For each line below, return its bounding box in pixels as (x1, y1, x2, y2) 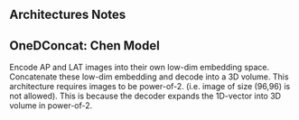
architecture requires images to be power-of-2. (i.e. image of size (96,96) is (9, 81, 291, 92)
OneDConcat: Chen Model (9, 38, 160, 53)
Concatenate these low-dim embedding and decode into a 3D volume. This (9, 71, 289, 82)
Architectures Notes (9, 7, 126, 23)
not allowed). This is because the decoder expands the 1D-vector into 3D (9, 90, 282, 102)
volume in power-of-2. (9, 100, 93, 111)
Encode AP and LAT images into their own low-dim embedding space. (9, 62, 269, 73)
